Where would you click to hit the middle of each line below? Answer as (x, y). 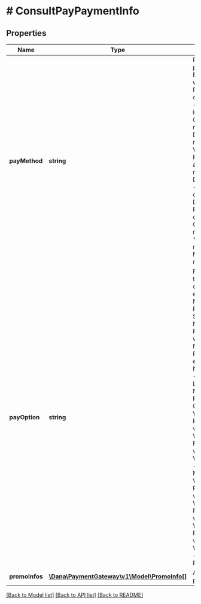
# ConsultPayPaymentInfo (73, 11)
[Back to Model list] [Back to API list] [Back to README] (75, 595)
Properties (26, 33)
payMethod (26, 161)
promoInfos (26, 576)
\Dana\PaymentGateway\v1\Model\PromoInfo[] (118, 576)
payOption (25, 417)
